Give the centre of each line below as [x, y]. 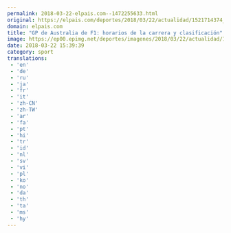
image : [16, 39]
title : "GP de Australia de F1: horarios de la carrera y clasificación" [115, 33]
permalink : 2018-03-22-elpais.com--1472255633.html [82, 13]
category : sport [30, 52]
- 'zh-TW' [24, 110]
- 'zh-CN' [24, 103]
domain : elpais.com [35, 26]
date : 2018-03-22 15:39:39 [46, 45]
